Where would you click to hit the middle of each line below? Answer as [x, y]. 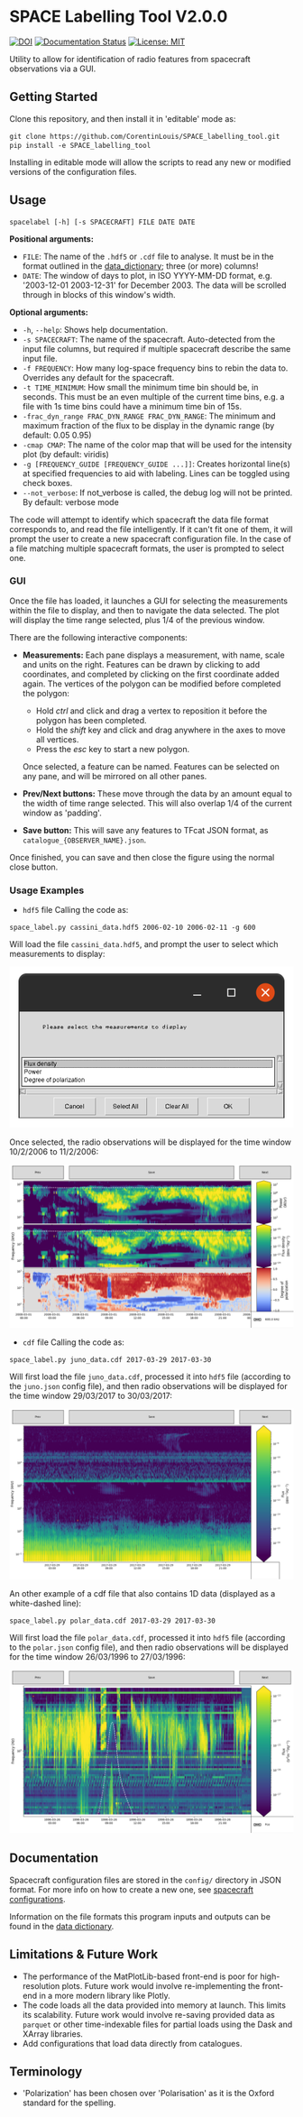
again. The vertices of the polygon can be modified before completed [151, 684]
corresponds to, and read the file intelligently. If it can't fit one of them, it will [151, 529]
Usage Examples [47, 890]
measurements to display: [57, 954]
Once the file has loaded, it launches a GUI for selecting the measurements [149, 601]
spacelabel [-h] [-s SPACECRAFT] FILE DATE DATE [102, 222]
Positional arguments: [52, 239]
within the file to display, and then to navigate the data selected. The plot [144, 610]
